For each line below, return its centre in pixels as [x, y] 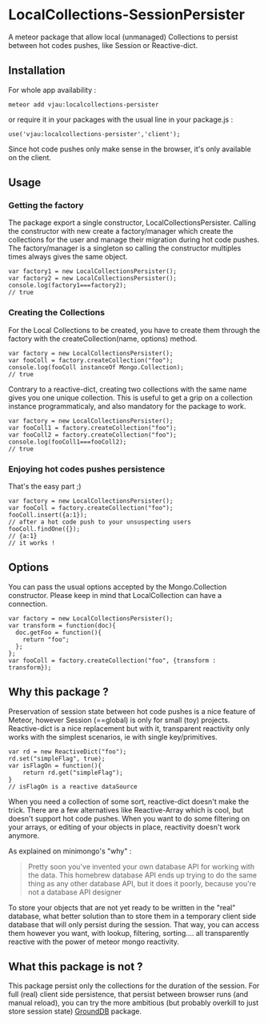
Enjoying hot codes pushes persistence [87, 468]
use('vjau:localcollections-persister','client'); [94, 134]
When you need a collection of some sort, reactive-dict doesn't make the [129, 801]
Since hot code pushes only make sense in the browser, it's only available [130, 149]
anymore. [24, 835]
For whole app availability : [52, 90]
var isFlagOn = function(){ [55, 765]
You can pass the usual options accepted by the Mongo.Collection [118, 587]
